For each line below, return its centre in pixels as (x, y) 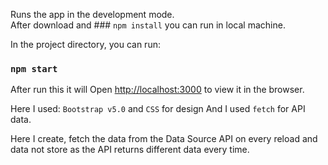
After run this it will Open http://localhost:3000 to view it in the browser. (157, 90)
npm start (34, 68)
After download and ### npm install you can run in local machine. (148, 25)
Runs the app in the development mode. (92, 14)
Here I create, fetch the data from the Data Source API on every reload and (164, 139)
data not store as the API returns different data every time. (130, 150)
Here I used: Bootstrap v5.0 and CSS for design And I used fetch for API (158, 109)
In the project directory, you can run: (85, 44)
